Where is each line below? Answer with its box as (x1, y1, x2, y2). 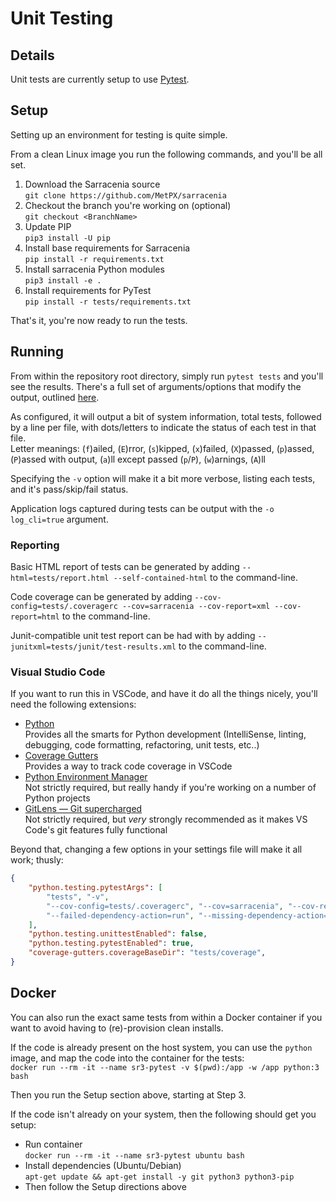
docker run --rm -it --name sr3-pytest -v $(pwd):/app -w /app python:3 (10, 1062, 320, 1072)
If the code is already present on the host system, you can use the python (10, 1041, 313, 1053)
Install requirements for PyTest (24, 284, 152, 296)
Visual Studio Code (10, 665, 106, 679)
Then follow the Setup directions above (24, 1180, 187, 1192)
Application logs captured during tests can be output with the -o (10, 502, 275, 514)
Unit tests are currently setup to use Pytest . (10, 73, 190, 85)
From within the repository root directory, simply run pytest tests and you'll (10, 370, 324, 382)
